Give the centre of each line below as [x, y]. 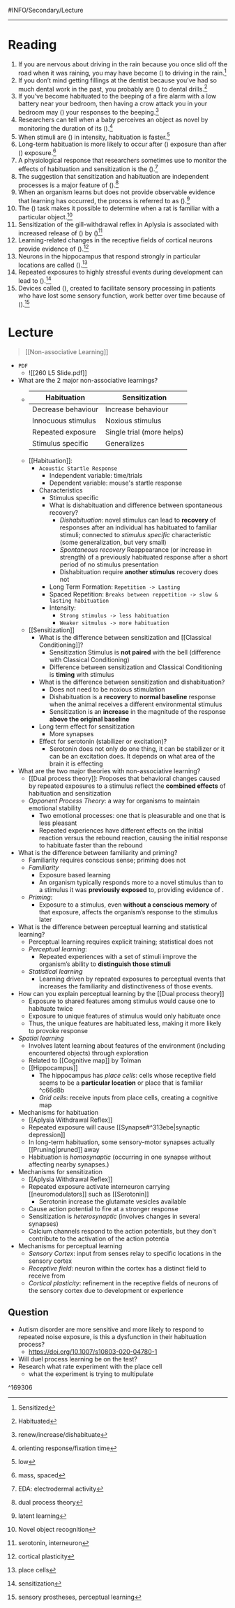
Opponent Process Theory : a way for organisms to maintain [114, 801]
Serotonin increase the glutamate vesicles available [113, 1201]
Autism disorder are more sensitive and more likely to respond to [111, 1329]
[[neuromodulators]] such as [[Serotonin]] [89, 1194]
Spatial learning [41, 1038]
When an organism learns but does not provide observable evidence [116, 192]
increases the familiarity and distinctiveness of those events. [126, 986]
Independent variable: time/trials [96, 475]
